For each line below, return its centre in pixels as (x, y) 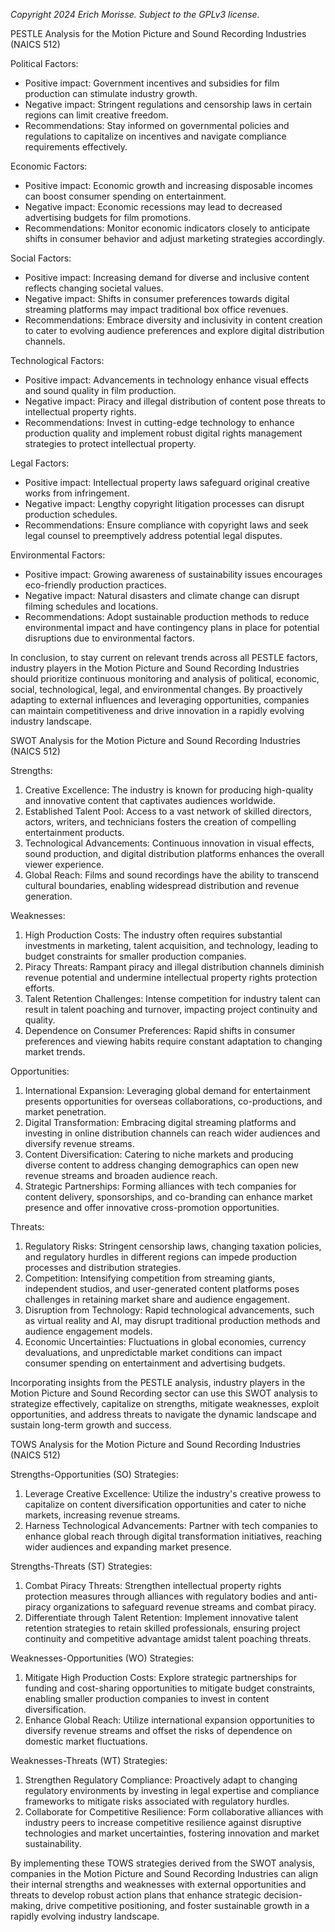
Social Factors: (41, 258)
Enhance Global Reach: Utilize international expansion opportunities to (169, 1720)
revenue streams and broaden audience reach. (121, 1175)
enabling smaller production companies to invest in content (147, 1698)
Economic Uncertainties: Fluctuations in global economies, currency (165, 1342)
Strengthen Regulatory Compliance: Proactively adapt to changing (161, 1780)
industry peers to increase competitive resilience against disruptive (163, 1822)
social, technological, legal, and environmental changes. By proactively (156, 689)
